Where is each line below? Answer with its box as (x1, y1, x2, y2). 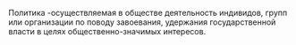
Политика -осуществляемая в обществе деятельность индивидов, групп (8, 8, 288, 18)
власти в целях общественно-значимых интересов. (8, 26, 207, 36)
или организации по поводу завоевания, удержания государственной (8, 17, 276, 27)
